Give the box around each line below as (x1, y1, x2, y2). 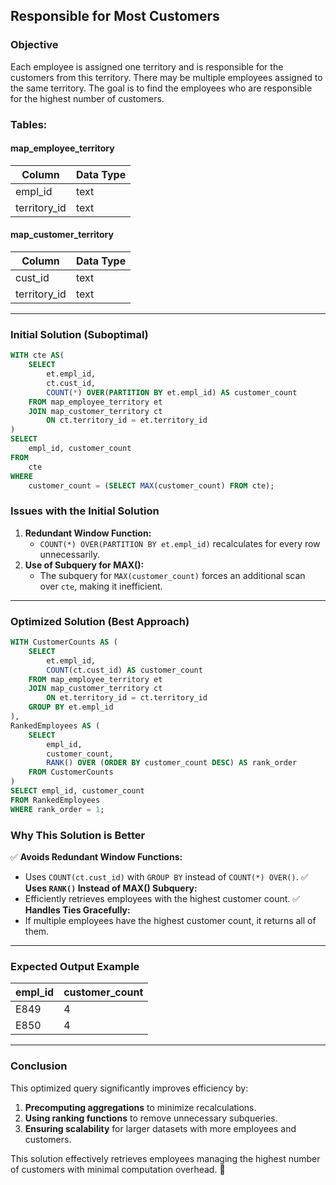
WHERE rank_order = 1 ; (10, 804, 105, 814)
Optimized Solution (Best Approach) (10, 614, 190, 628)
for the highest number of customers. (10, 92, 165, 104)
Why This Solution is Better (10, 828, 146, 842)
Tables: (10, 117, 48, 131)
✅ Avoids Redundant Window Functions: (10, 850, 183, 863)
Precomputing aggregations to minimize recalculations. (24, 1101, 257, 1113)
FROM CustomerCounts (28, 767, 114, 778)
